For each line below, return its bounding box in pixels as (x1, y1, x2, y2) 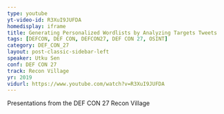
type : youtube (7, 10, 48, 17)
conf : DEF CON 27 (7, 61, 57, 68)
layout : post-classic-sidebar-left (7, 49, 110, 56)
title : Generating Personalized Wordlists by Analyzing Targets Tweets (7, 29, 217, 36)
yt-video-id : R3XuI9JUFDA (7, 16, 81, 23)
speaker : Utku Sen (7, 55, 60, 62)
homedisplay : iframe (7, 23, 67, 30)
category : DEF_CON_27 (7, 42, 70, 49)
